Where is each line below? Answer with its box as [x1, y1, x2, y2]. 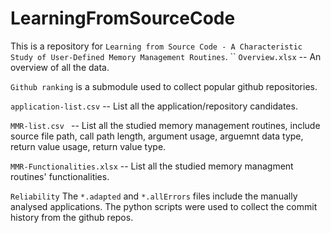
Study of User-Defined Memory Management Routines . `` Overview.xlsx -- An [10, 50, 322, 62]
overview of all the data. [10, 61, 110, 73]
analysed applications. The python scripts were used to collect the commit [10, 200, 318, 212]
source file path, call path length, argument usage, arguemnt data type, [10, 130, 304, 142]
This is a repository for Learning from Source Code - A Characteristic [10, 40, 303, 52]
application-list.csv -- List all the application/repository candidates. [10, 100, 298, 112]
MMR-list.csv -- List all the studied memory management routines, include [10, 119, 321, 131]
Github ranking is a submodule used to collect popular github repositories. [10, 80, 318, 92]
